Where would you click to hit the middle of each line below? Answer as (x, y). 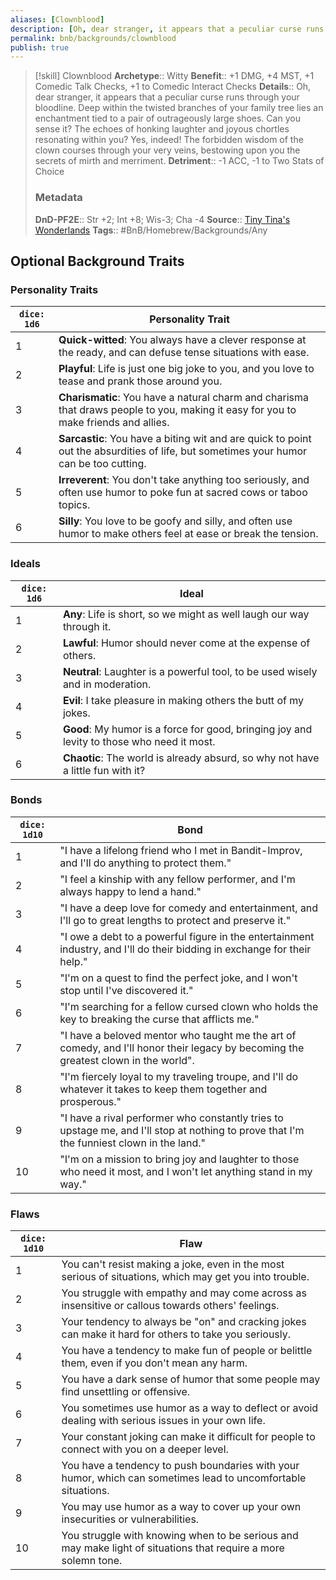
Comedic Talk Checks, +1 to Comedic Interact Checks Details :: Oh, (173, 87)
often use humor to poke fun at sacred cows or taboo (183, 493)
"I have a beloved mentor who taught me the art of (178, 1035)
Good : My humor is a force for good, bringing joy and (187, 729)
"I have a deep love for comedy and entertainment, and (189, 908)
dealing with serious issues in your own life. (163, 1421)
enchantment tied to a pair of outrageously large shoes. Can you (167, 118)
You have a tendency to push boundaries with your (180, 1466)
